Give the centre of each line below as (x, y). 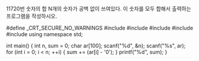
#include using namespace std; (45, 34)
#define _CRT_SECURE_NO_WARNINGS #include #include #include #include (100, 28)
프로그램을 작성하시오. (32, 16)
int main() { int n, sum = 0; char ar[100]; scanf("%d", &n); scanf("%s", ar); (96, 46)
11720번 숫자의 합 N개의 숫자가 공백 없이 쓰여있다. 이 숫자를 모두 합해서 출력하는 (99, 9)
